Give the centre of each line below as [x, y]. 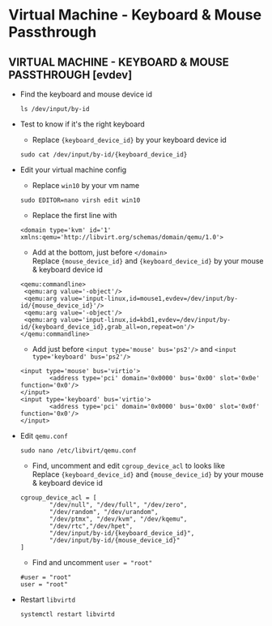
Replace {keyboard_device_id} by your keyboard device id [129, 140]
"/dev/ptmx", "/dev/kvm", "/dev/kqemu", [119, 519]
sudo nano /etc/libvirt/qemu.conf [78, 451]
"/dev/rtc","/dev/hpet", [91, 526]
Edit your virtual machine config [73, 169]
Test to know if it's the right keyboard [82, 124]
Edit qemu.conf [44, 436]
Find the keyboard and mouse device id [86, 94]
